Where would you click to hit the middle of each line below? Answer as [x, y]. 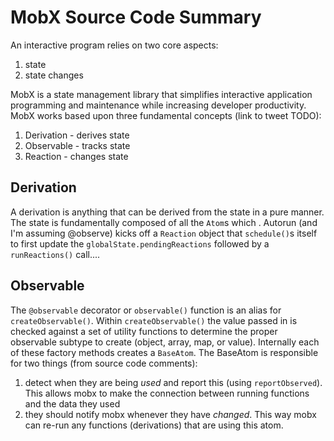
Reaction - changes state [76, 156]
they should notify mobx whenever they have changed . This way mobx [170, 414]
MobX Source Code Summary [136, 17]
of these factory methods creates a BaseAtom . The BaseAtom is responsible [164, 352]
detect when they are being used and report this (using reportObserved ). [173, 382]
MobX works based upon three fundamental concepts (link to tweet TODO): [166, 115]
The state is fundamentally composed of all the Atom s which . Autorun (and [164, 222]
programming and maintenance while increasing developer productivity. [158, 105]
